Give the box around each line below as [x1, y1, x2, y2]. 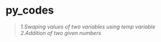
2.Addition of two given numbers [20, 29, 102, 36]
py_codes [5, 4, 54, 17]
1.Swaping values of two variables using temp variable [20, 23, 156, 30]
